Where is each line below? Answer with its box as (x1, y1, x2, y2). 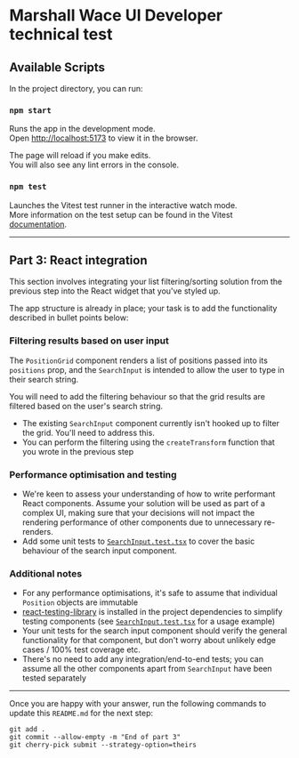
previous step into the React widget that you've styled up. (9, 286, 221, 296)
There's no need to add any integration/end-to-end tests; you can (21, 654, 264, 665)
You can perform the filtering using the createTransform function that (21, 437, 276, 448)
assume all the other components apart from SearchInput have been (21, 664, 273, 674)
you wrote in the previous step (21, 446, 134, 456)
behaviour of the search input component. (21, 545, 177, 556)
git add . (9, 725, 46, 734)
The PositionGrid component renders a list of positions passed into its (9, 355, 269, 366)
